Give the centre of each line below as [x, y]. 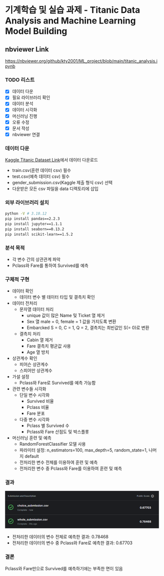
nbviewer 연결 [26, 134]
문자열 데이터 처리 [36, 310]
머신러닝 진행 [25, 116]
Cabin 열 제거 [40, 340]
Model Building [36, 31]
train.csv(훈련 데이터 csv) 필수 [41, 170]
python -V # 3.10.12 [26, 214]
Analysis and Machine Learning [71, 21]
